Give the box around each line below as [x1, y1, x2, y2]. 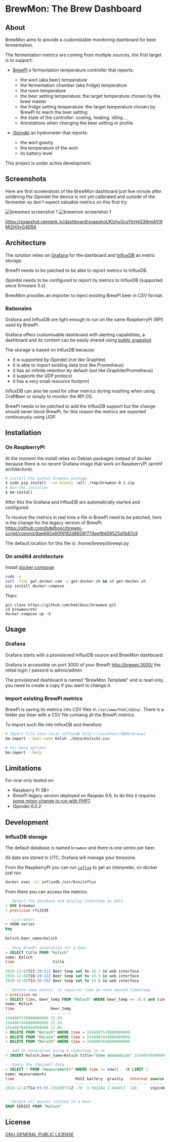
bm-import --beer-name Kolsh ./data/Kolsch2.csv [5, 736, 110, 741]
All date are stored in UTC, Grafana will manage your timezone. [5, 854, 137, 861]
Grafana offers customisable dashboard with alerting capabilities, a [5, 331, 145, 337]
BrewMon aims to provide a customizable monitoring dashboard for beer [5, 36, 157, 43]
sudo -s [5, 574, 22, 579]
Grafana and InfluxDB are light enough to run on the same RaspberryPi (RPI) [5, 316, 164, 322]
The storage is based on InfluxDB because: [5, 346, 95, 352]
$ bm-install [5, 490, 33, 495]
